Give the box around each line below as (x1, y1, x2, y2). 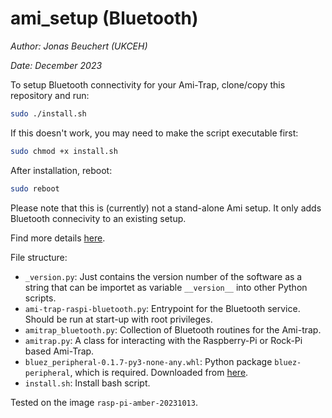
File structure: (10, 251, 68, 263)
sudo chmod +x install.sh (10, 146, 118, 156)
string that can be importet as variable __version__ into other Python (24, 281, 308, 293)
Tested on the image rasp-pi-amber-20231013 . (10, 396, 198, 408)
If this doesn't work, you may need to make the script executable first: (10, 127, 299, 139)
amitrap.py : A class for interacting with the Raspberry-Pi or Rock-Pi (24, 334, 303, 346)
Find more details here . (10, 232, 106, 244)
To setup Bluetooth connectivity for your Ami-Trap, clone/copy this (10, 78, 286, 91)
